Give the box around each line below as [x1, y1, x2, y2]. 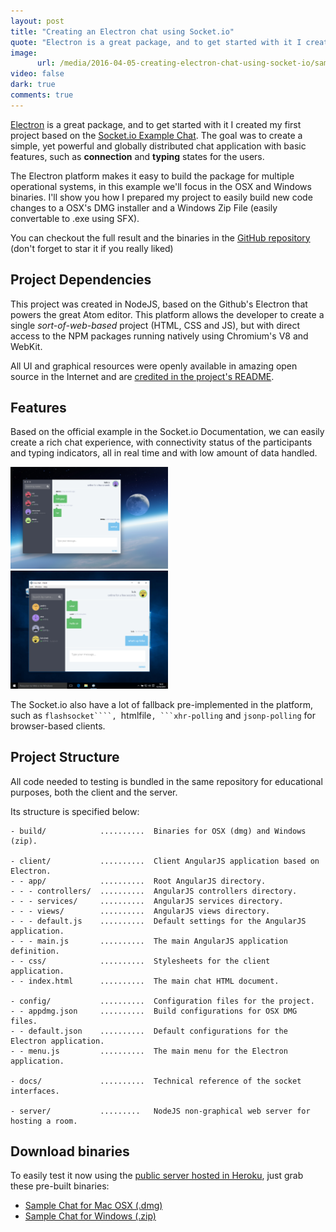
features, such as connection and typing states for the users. [10, 150, 265, 162]
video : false [10, 69, 65, 79]
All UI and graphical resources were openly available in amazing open [10, 360, 298, 372]
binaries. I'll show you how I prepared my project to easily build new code [10, 191, 313, 203]
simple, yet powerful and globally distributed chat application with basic [10, 140, 307, 152]
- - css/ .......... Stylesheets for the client [10, 956, 271, 966]
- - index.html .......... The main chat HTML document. [10, 976, 280, 986]
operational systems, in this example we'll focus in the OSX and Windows [10, 180, 312, 192]
